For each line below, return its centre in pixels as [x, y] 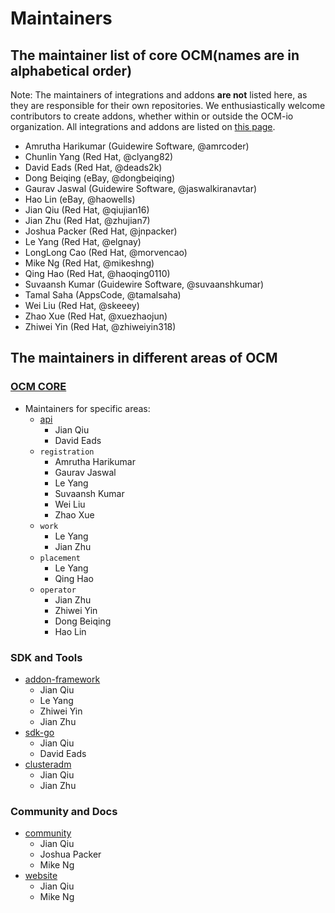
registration [67, 452]
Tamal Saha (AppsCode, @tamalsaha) [103, 295]
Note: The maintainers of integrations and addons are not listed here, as [159, 95]
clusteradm [48, 764]
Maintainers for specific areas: [87, 408]
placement [60, 558]
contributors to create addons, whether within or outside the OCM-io [152, 116]
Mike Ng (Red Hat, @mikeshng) [89, 263]
